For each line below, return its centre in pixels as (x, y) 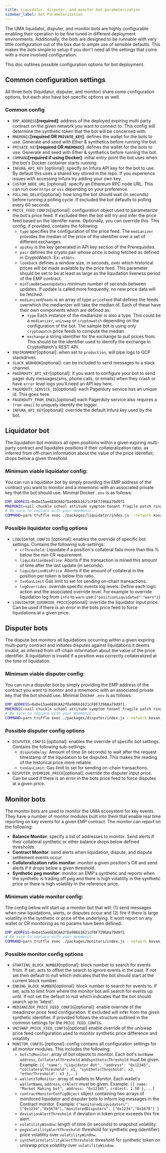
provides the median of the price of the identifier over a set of (83, 236)
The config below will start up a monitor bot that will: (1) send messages (78, 907)
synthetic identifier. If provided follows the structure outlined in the (80, 1017)
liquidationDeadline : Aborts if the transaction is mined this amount (88, 560)
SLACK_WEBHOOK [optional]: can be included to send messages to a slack (83, 362)
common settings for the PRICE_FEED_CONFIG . (57, 1023)
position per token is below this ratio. (57, 576)
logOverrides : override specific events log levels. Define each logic (88, 586)
